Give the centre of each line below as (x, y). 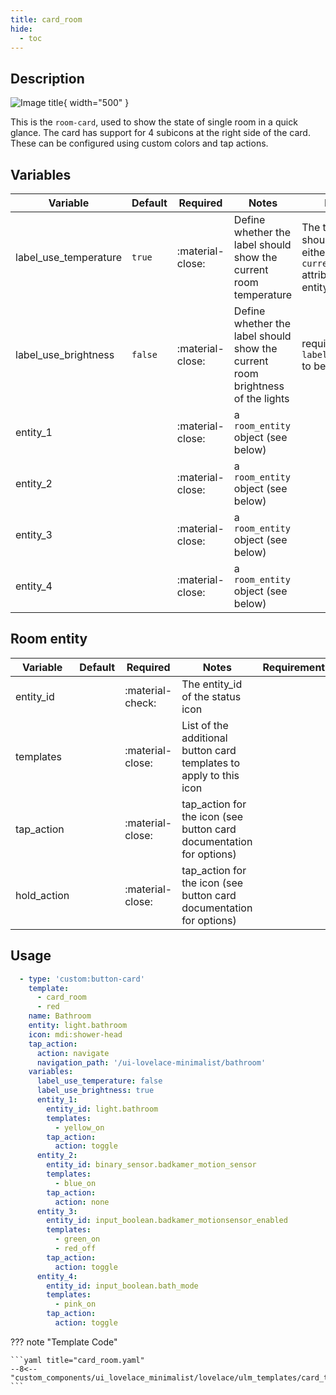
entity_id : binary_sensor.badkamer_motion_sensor (151, 1165)
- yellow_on (79, 1127)
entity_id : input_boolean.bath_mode (122, 1286)
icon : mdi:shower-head (75, 1034)
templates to (211, 763)
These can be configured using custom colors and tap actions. (139, 143)
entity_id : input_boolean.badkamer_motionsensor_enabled (167, 1221)
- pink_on (75, 1304)
